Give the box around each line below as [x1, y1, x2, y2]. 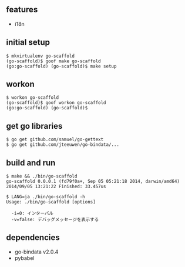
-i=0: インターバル [11, 211, 54, 216]
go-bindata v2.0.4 [14, 248, 59, 255]
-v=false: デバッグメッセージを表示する [11, 217, 99, 223]
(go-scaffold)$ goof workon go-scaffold [6, 100, 107, 106]
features [6, 5, 38, 15]
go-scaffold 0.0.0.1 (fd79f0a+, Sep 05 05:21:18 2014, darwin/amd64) [6, 179, 180, 185]
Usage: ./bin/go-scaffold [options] [6, 199, 96, 205]
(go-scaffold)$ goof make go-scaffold [6, 58, 101, 64]
